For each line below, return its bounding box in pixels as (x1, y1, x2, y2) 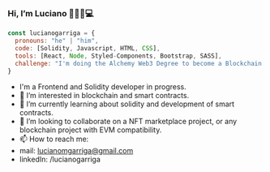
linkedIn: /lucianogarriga (19, 154, 101, 164)
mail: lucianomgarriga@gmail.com (19, 145, 134, 155)
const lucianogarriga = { (7, 29, 95, 37)
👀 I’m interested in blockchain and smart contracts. (19, 90, 190, 100)
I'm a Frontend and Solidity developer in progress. (19, 81, 187, 92)
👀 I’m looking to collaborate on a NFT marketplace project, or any (19, 116, 238, 126)
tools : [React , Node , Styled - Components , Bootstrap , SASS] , (15, 52, 222, 60)
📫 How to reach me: (19, 134, 89, 144)
